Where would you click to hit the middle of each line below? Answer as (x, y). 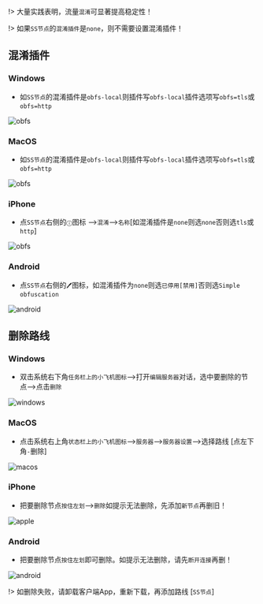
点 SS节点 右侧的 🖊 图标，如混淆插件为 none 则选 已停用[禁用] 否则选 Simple (130, 285)
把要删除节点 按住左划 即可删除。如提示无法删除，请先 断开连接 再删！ (126, 560)
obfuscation (39, 294)
